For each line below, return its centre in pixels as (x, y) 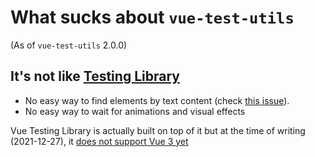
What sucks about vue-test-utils (152, 17)
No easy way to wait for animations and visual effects (135, 111)
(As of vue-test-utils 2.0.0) (69, 45)
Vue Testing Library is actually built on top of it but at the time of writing (158, 130)
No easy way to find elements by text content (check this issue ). (157, 100)
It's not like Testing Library (95, 76)
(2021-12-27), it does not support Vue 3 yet (99, 141)
